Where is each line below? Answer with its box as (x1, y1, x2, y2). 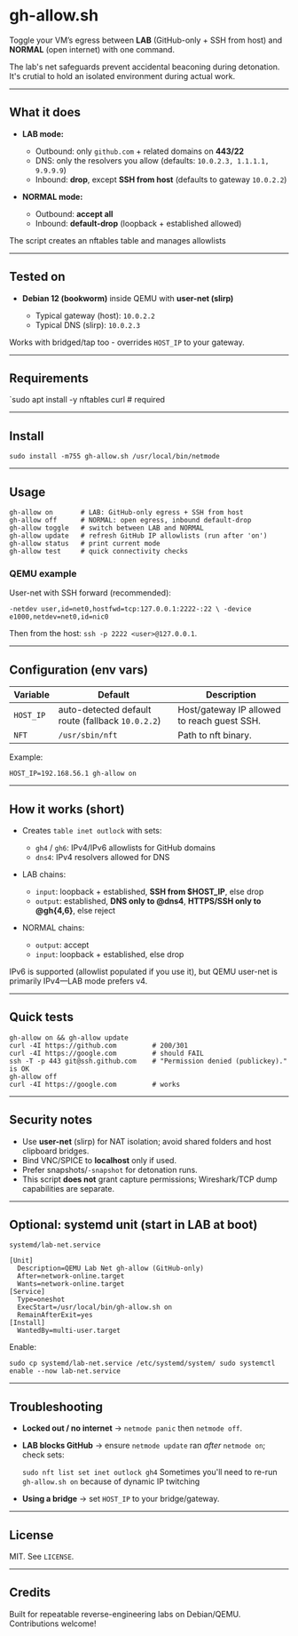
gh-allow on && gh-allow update (9, 1033, 129, 1042)
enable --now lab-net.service (9, 1367, 122, 1376)
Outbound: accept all (35, 208, 114, 219)
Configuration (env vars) (9, 662, 149, 677)
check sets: (21, 1449, 65, 1460)
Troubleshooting (9, 1399, 104, 1414)
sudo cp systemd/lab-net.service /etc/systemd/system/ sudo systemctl (9, 1359, 276, 1369)
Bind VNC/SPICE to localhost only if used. (21, 1154, 177, 1165)
